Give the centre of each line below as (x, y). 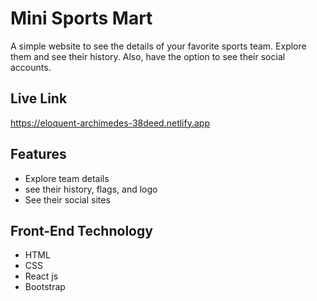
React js (41, 276)
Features (38, 154)
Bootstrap (45, 287)
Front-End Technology (81, 230)
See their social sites (67, 199)
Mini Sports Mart (81, 18)
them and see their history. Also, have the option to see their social (148, 56)
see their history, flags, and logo (91, 189)
